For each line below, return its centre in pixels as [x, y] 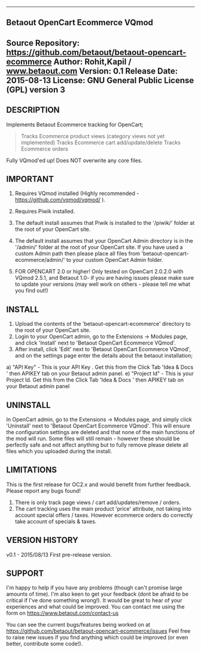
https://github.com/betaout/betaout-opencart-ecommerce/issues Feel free [98, 631]
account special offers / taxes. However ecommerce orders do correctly [104, 515]
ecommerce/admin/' [40, 260]
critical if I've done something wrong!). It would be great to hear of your [94, 600]
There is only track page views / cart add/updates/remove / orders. [98, 502]
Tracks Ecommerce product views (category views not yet [93, 136]
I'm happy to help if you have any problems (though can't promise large [94, 588]
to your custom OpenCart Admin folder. [115, 260]
